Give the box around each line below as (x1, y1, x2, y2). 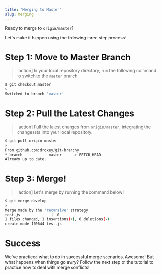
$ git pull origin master (5, 138, 57, 143)
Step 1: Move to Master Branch (5, 52, 131, 62)
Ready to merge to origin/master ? (5, 25, 74, 31)
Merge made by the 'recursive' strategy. (5, 208, 90, 213)
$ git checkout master (5, 82, 51, 87)
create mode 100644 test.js (5, 221, 62, 226)
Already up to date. (5, 157, 47, 161)
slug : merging (5, 12, 34, 17)
